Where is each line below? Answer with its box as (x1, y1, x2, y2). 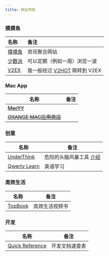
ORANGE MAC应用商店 (7, 114, 61, 121)
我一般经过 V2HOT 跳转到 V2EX (27, 67, 102, 74)
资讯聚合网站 (27, 48, 58, 55)
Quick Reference (7, 242, 47, 249)
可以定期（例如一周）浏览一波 (27, 58, 98, 65)
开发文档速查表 (51, 243, 86, 250)
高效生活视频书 (33, 202, 68, 209)
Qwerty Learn (7, 163, 40, 170)
